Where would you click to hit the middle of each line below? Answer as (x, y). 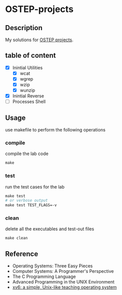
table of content (30, 55)
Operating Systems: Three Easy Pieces (52, 266)
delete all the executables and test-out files (50, 229)
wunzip (27, 90)
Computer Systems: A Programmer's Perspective (63, 271)
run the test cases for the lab (35, 187)
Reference (22, 254)
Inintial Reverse (28, 96)
